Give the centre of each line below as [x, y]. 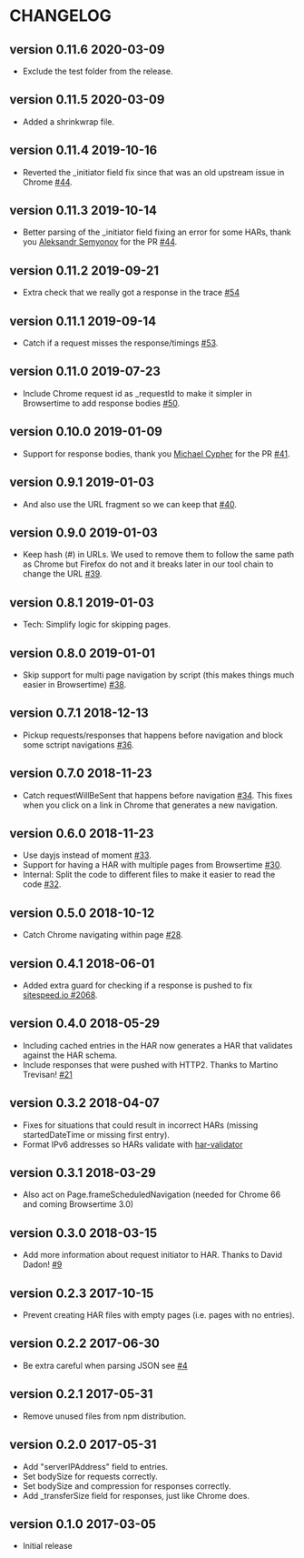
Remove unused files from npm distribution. [104, 1416]
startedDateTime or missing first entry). [96, 1134]
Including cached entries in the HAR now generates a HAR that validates [157, 1045]
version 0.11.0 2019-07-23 [85, 372]
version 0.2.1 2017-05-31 [81, 1394]
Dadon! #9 [42, 1264]
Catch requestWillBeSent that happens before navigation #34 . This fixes [157, 795]
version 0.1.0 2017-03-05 [83, 1524]
